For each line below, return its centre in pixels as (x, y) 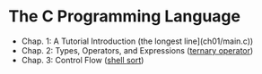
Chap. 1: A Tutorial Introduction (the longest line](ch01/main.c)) (137, 41)
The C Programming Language (125, 16)
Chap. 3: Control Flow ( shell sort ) (83, 60)
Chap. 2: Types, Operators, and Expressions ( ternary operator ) (137, 50)
